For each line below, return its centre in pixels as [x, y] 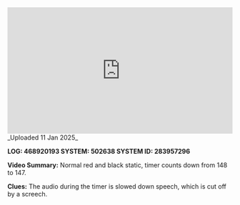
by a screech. [27, 194]
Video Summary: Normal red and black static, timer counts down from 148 [117, 165]
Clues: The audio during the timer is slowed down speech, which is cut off [117, 186]
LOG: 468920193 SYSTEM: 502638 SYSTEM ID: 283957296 [99, 151]
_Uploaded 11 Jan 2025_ [43, 137]
